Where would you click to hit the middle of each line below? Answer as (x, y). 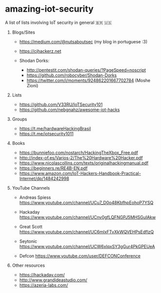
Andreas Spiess (35, 197)
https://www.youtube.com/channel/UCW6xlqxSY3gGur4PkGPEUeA (87, 246)
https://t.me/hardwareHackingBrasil (55, 128)
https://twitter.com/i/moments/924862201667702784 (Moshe (89, 80)
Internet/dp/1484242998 (44, 178)
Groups (19, 119)
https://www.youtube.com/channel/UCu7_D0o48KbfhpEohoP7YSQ (86, 202)
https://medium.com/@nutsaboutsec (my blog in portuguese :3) (83, 41)
